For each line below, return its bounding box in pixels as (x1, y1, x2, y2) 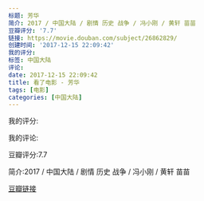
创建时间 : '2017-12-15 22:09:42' (8, 41, 115, 49)
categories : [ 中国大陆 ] (8, 93, 82, 101)
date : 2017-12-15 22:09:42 (8, 71, 98, 79)
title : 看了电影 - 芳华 (8, 78, 80, 86)
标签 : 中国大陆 (8, 57, 52, 65)
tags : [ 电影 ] (8, 85, 49, 94)
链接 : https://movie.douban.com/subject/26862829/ (8, 33, 178, 42)
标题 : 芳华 (8, 11, 40, 20)
